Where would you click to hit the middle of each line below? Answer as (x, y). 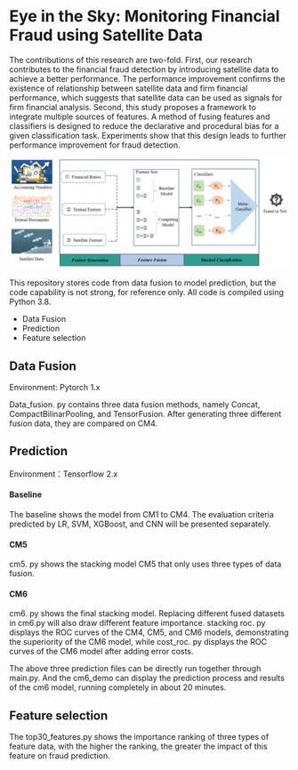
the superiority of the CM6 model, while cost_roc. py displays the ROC (138, 642)
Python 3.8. (30, 302)
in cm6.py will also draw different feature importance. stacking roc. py (137, 623)
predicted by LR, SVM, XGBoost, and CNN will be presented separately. (140, 524)
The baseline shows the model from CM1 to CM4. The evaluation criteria (141, 515)
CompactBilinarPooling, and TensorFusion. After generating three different (145, 414)
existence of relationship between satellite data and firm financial (129, 88)
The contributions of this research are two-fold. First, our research (131, 60)
